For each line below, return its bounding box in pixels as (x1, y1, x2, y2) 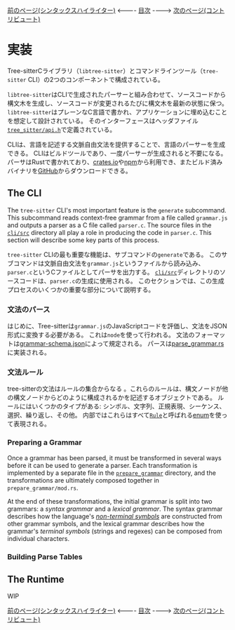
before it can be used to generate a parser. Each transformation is (7, 461, 198, 469)
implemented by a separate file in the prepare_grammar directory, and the (7, 469, 216, 477)
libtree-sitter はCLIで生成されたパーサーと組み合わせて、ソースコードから (7, 90, 227, 98)
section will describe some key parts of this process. (7, 236, 160, 244)
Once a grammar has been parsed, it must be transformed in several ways (7, 453, 222, 462)
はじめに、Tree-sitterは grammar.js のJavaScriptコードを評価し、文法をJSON (7, 322, 227, 330)
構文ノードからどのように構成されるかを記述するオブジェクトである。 (13, 394, 216, 402)
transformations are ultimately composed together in (7, 476, 160, 484)
